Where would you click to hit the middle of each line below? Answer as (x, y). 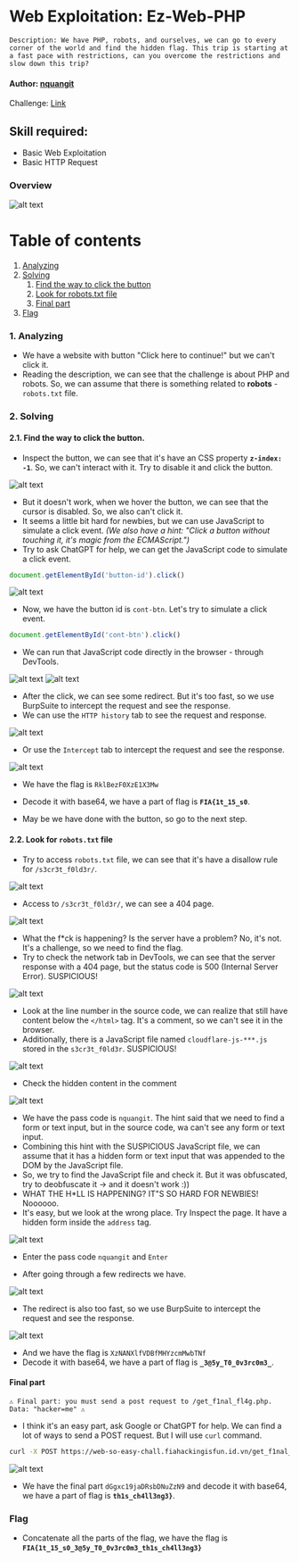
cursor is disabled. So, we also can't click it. (102, 511)
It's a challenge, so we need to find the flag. (103, 947)
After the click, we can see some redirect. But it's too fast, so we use (148, 696)
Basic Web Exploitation (64, 153)
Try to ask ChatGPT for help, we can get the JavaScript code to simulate (154, 549)
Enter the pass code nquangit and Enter (95, 1257)
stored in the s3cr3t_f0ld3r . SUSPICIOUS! (99, 1048)
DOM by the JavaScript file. (73, 1165)
